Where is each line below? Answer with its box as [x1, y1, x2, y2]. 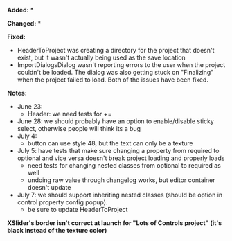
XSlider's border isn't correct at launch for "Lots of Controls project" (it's [7, 219, 222, 227]
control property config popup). [17, 198, 108, 206]
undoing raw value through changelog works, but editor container [27, 176, 216, 184]
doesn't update [27, 184, 71, 191]
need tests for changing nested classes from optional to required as [27, 161, 222, 169]
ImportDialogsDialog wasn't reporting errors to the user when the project [17, 61, 226, 69]
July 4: [17, 132, 37, 140]
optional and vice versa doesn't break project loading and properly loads [17, 154, 225, 162]
